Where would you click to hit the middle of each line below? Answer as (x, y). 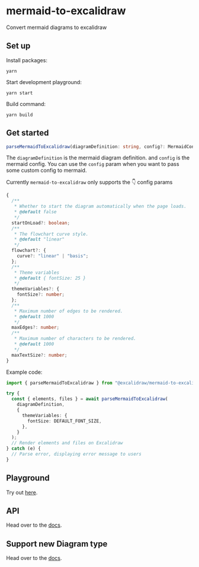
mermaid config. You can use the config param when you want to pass (93, 164)
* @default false (36, 212)
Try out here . (22, 492)
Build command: (26, 104)
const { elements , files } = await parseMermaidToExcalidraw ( (90, 399)
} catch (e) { (24, 449)
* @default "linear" (39, 239)
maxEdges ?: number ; (36, 328)
